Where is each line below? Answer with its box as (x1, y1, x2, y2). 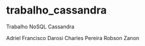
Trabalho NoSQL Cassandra (6, 23, 75, 30)
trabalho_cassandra (6, 4, 107, 17)
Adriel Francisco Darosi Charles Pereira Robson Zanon (6, 34, 140, 41)
